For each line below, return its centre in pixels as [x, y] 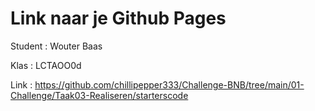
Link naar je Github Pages [118, 18]
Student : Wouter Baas [56, 46]
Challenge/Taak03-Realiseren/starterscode [99, 95]
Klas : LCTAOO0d [46, 65]
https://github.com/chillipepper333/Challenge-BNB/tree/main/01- [169, 84]
